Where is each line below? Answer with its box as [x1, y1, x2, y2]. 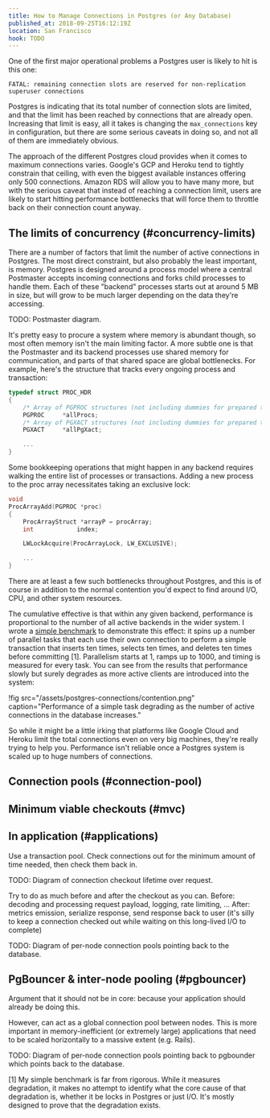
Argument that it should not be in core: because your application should [8, 994, 246, 1004]
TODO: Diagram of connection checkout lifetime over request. [8, 875, 213, 884]
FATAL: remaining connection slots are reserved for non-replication [8, 81, 247, 89]
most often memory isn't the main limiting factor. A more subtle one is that [8, 339, 254, 349]
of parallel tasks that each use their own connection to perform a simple [8, 635, 247, 644]
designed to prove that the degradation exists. [8, 1100, 162, 1110]
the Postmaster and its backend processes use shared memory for [8, 347, 229, 357]
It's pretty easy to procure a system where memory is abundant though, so [8, 330, 256, 340]
